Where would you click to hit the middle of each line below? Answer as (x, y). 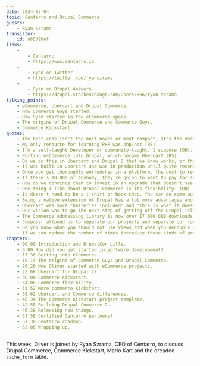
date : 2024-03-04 (28, 12)
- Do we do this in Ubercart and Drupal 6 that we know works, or (101, 161)
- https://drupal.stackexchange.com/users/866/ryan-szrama (102, 95)
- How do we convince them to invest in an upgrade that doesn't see (105, 183)
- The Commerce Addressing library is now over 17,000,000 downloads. (106, 217)
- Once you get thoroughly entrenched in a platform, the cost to (101, 172)
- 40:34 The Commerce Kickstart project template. (81, 299)
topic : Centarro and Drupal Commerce (53, 17)
